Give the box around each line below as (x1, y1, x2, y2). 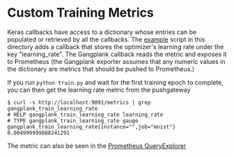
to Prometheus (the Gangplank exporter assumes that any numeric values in (7, 57, 226, 65)
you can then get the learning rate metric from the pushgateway (7, 85, 191, 94)
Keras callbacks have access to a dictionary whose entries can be (7, 28, 197, 36)
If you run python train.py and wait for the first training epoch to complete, (7, 78, 224, 86)
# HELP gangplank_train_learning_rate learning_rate (7, 111, 164, 118)
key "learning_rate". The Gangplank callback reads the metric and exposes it (7, 50, 227, 58)
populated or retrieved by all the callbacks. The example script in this (7, 35, 205, 43)
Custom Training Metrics (7, 5, 155, 21)
